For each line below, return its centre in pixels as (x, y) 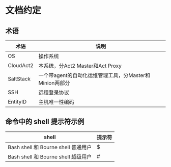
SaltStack (19, 79)
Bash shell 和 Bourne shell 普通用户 (50, 147)
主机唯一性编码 (56, 102)
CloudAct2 (21, 65)
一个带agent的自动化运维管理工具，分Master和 (94, 75)
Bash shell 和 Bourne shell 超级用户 (50, 157)
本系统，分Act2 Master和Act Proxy (80, 66)
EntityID (17, 102)
